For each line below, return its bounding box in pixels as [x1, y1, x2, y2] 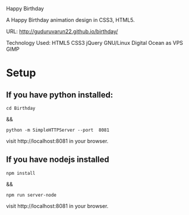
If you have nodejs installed [6, 155, 109, 165]
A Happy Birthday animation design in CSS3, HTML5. [6, 17, 135, 23]
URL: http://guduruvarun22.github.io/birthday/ [6, 28, 118, 35]
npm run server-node [6, 192, 57, 198]
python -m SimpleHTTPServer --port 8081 [6, 127, 110, 133]
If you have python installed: [6, 90, 113, 100]
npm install [6, 170, 35, 176]
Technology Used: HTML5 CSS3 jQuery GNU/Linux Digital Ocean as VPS [6, 40, 183, 46]
